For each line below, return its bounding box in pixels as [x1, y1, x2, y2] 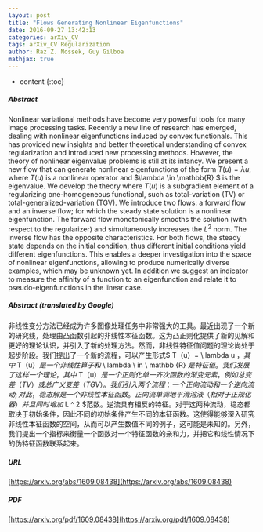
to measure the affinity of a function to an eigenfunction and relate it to [8, 274, 237, 283]
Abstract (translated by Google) [8, 301, 115, 310]
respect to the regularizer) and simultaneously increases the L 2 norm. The [8, 223, 247, 234]
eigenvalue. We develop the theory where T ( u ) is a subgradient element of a [8, 181, 254, 191]
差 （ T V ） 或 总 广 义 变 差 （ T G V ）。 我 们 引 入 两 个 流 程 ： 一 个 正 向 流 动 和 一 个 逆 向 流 [8, 380, 254, 389]
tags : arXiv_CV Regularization [8, 41, 110, 49]
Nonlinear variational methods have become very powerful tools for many [8, 115, 246, 124]
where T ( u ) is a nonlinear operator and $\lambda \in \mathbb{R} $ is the [8, 173, 240, 182]
